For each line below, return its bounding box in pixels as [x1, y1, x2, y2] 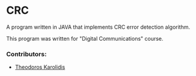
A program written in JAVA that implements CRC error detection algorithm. [6, 23, 191, 31]
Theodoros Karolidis [14, 63, 66, 71]
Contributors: [6, 50, 47, 58]
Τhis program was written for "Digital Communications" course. [6, 35, 164, 42]
